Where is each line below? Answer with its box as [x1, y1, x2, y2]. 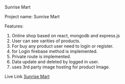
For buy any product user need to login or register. [11, 43, 114, 49]
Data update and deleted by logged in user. [11, 59, 99, 64]
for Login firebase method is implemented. [11, 49, 98, 54]
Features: [4, 23, 24, 29]
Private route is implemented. [11, 54, 72, 59]
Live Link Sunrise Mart [4, 74, 50, 79]
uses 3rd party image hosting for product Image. [11, 64, 110, 70]
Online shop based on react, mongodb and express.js [11, 33, 120, 38]
